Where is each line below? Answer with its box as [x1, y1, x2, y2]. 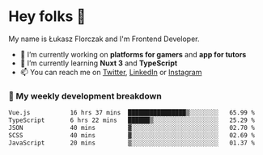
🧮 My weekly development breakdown [8, 90, 162, 102]
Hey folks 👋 [8, 7, 87, 26]
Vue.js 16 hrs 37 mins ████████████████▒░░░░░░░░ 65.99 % [8, 109, 255, 117]
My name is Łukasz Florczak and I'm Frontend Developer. [8, 34, 200, 44]
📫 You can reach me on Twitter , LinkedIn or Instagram [19, 67, 202, 77]
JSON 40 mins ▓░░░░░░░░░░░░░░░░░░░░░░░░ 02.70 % [8, 124, 255, 132]
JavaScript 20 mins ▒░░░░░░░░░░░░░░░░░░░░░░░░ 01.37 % [8, 139, 255, 147]
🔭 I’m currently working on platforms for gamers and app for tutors [19, 49, 247, 59]
